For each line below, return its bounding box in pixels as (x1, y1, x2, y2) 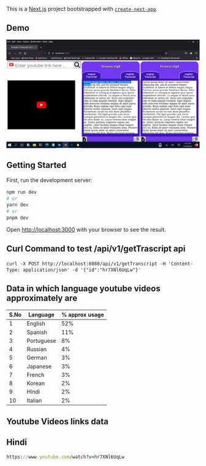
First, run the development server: (6, 176, 93, 183)
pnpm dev (6, 215, 29, 221)
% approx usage (61, 311, 104, 318)
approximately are (6, 293, 78, 304)
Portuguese (26, 337, 56, 344)
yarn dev (6, 202, 29, 208)
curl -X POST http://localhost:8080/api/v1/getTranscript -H (6, 261, 166, 267)
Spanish (26, 328, 48, 336)
